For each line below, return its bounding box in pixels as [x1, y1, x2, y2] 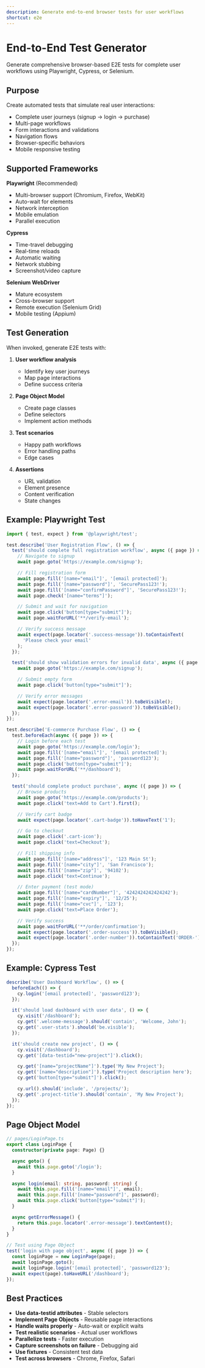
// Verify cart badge [17, 811, 72, 817]
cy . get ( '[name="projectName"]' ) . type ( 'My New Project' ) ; [17, 1063, 165, 1069]
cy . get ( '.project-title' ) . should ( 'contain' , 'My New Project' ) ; [17, 1091, 184, 1098]
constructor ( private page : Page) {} [12, 1147, 105, 1154]
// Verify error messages [17, 693, 84, 699]
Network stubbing [15, 261, 61, 268]
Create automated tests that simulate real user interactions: [6, 101, 156, 109]
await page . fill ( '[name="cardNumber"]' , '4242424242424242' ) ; [17, 889, 179, 896]
